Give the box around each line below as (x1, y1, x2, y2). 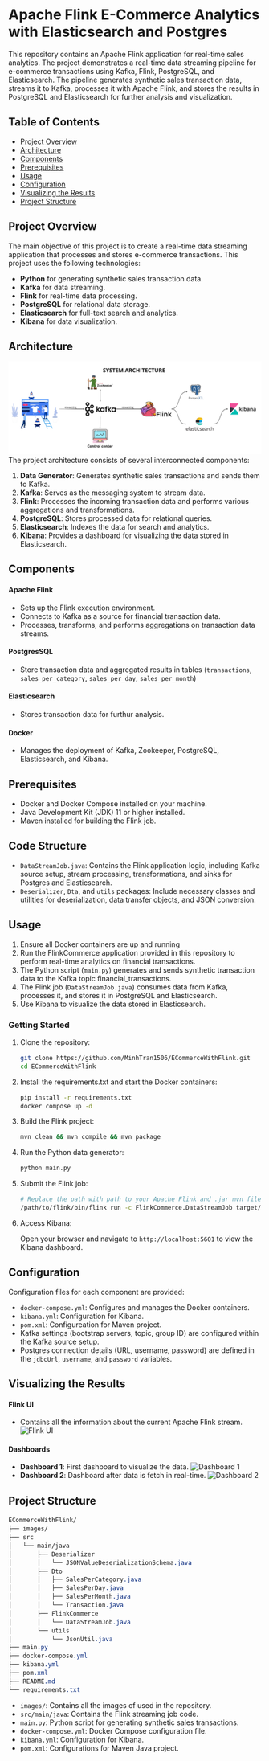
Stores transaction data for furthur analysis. (19, 709, 165, 719)
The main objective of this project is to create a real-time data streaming (8, 241, 247, 251)
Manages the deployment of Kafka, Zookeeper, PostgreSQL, (19, 746, 219, 756)
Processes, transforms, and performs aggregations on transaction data (19, 620, 255, 629)
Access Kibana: (19, 1218, 72, 1227)
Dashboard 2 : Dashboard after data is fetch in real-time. (19, 1471, 206, 1480)
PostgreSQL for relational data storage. (19, 299, 151, 309)
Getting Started (8, 1019, 70, 1030)
